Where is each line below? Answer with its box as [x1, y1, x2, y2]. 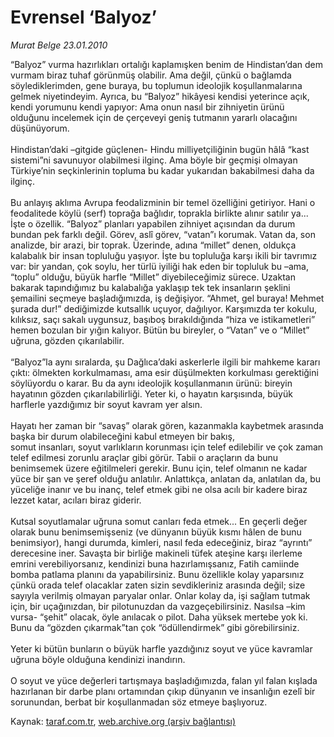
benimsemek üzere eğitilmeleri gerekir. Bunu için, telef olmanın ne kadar [10, 462, 308, 474]
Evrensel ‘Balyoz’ [10, 6, 158, 29]
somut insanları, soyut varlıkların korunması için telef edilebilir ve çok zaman [10, 441, 324, 453]
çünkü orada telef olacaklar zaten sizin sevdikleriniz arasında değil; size [10, 579, 306, 591]
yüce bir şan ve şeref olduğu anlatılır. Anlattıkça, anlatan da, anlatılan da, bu [10, 472, 322, 485]
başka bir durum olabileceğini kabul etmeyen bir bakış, [10, 430, 235, 442]
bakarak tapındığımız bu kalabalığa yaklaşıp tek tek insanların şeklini [10, 281, 291, 293]
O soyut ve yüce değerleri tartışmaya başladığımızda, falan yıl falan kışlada [10, 674, 318, 686]
